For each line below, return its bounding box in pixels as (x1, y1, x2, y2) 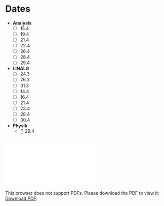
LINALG (12, 66, 29, 72)
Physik (12, 123, 28, 129)
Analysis (12, 20, 32, 26)
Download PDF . (5, 195, 38, 201)
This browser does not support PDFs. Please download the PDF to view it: (5, 190, 159, 196)
